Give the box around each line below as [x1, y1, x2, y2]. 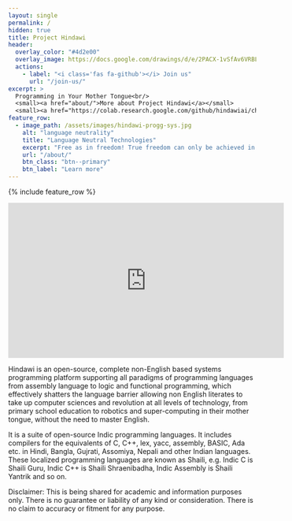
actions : [15, 63, 44, 71]
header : [8, 41, 34, 49]
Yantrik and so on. [8, 472, 67, 481]
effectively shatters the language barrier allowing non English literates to [8, 389, 243, 399]
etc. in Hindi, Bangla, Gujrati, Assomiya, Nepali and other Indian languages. [8, 447, 251, 456]
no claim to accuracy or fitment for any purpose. [8, 504, 165, 513]
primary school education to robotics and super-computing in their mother [8, 407, 249, 415]
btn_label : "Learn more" [22, 166, 104, 173]
